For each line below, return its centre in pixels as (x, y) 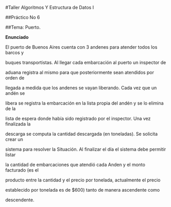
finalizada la (18, 124)
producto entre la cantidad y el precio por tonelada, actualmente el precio (83, 180)
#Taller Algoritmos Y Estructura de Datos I (50, 7)
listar (10, 155)
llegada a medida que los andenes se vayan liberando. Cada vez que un (81, 88)
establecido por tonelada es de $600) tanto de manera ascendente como (83, 190)
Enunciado (17, 37)
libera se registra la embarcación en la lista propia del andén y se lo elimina (84, 103)
